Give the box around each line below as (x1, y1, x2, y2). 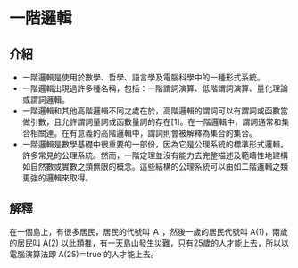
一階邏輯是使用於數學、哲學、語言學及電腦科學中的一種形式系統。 (21, 72, 265, 82)
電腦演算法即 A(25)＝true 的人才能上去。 (9, 248, 159, 259)
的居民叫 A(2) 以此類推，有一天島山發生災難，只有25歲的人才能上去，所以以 (9, 238, 290, 248)
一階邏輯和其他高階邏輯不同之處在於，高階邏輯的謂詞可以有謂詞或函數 (21, 105, 281, 116)
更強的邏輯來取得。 (21, 172, 94, 183)
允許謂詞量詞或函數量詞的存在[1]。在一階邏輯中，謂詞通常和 (61, 117, 282, 127)
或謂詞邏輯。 (21, 95, 70, 105)
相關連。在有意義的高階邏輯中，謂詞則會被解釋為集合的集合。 (29, 128, 257, 138)
